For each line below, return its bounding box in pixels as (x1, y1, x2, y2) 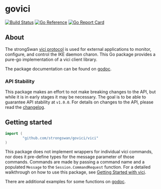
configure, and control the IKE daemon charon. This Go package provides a (5, 51, 156, 57)
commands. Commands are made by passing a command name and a (5, 159, 145, 165)
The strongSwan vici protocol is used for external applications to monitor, (5, 46, 152, 52)
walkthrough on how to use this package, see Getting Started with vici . (5, 169, 146, 175)
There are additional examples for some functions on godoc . (5, 179, 126, 185)
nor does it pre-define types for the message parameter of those (5, 154, 135, 160)
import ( (5, 131, 23, 136)
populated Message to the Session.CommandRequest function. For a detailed (5, 164, 151, 170)
